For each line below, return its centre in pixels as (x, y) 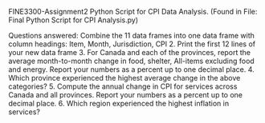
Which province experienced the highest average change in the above (124, 78)
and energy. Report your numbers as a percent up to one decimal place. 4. (131, 69)
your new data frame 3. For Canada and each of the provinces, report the (130, 52)
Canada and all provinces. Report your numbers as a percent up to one (126, 95)
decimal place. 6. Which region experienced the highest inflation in (119, 103)
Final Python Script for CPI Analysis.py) (73, 20)
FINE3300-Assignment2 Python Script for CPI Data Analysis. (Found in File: (133, 12)
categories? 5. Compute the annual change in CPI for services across (123, 86)
